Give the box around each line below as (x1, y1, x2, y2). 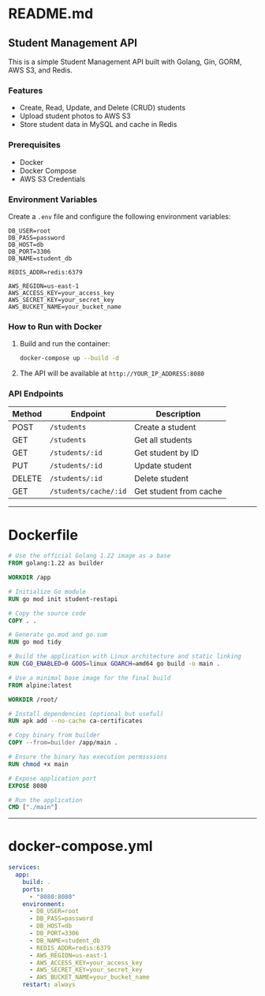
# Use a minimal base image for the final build (8, 673, 171, 682)
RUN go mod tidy (8, 638, 62, 647)
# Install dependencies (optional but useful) (8, 710, 164, 718)
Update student (133, 461, 192, 472)
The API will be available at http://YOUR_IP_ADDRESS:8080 (19, 368, 205, 379)
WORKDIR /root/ (8, 696, 58, 703)
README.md (8, 5, 94, 23)
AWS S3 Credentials (19, 174, 85, 184)
